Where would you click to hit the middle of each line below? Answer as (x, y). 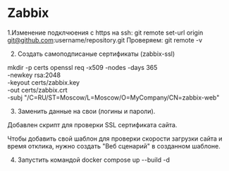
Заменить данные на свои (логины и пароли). (86, 111)
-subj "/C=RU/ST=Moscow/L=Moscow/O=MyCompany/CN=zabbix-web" (113, 98)
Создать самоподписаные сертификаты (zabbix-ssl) (96, 54)
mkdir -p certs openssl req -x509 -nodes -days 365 (82, 67)
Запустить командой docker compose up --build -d (94, 160)
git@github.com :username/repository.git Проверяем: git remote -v (105, 40)
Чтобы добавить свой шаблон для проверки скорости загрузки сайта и (115, 138)
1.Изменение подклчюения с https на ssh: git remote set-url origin (105, 33)
